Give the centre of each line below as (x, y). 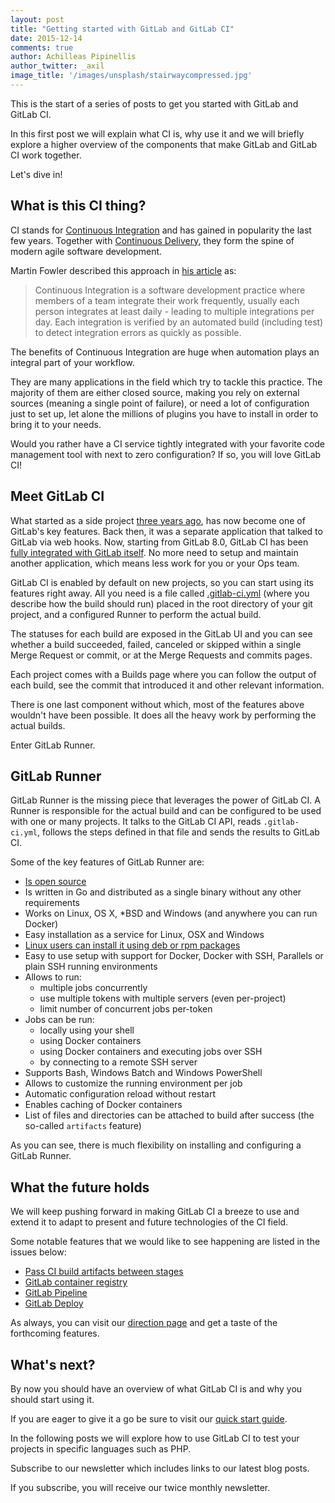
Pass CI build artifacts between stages (104, 1272)
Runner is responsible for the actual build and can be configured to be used (166, 811)
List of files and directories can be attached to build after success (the (169, 1115)
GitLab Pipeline (56, 1293)
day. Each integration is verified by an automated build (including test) (179, 322)
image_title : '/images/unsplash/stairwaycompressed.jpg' (131, 76)
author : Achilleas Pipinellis (73, 57)
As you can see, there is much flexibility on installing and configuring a (156, 1145)
